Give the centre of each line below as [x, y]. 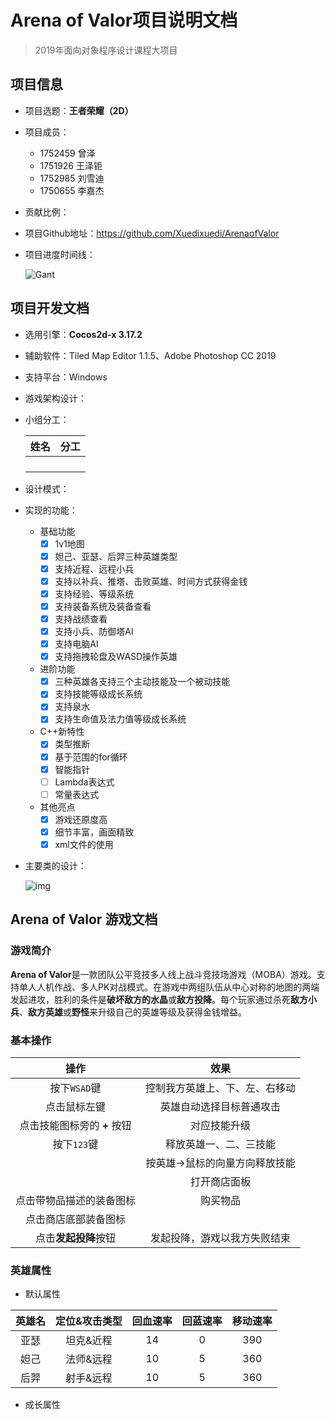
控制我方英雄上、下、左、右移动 [221, 1088]
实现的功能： [51, 510]
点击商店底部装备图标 [76, 1219]
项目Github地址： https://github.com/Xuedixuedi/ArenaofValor [152, 233]
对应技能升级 [221, 1125]
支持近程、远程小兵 [94, 568]
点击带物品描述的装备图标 [76, 1200]
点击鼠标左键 [76, 1106]
